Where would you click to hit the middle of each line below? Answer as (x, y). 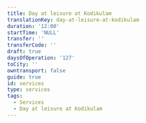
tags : (15, 96)
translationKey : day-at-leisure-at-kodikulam (73, 20)
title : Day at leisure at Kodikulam (59, 13)
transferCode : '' (32, 45)
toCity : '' (23, 64)
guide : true (24, 77)
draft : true (24, 52)
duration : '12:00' (33, 26)
